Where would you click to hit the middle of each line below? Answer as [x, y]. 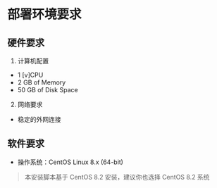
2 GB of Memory [42, 82]
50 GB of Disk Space [48, 90]
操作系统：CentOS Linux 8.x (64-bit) [70, 162]
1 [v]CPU [30, 75]
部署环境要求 [45, 14]
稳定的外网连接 [39, 119]
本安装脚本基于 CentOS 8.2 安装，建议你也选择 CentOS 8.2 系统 [117, 177]
